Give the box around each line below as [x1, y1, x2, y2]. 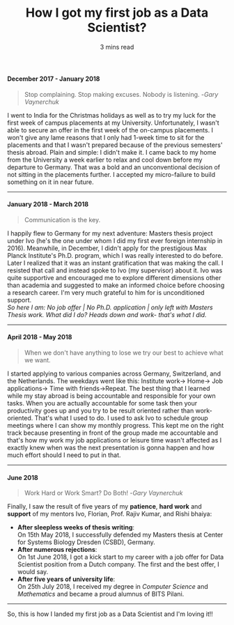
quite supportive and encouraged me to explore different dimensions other [7, 273, 221, 281]
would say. [17, 568, 49, 576]
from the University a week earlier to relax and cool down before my [7, 155, 203, 164]
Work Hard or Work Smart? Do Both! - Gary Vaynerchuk [24, 489, 183, 497]
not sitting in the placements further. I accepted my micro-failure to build [7, 170, 216, 178]
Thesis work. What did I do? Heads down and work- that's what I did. [7, 310, 207, 318]
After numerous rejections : [17, 546, 97, 554]
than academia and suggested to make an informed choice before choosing [7, 281, 225, 289]
